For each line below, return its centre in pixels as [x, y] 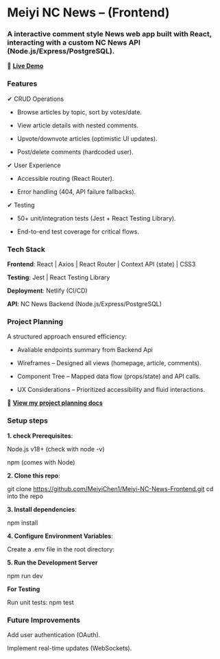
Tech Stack [26, 249]
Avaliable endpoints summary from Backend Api [85, 350]
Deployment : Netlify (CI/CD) [47, 291]
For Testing [24, 589]
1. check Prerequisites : [40, 436]
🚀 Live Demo [25, 66]
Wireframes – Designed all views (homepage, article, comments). [109, 363]
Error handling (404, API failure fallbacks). [76, 191]
